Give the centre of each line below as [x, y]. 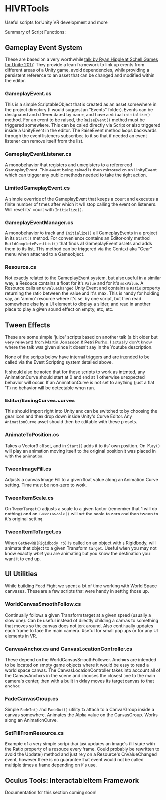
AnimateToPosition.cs [32, 435]
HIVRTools [27, 9]
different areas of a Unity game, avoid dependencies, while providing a [77, 70]
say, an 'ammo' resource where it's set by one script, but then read [73, 299]
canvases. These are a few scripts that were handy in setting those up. [77, 591]
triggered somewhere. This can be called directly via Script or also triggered [83, 125]
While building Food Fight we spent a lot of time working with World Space [81, 586]
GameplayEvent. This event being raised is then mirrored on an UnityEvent [81, 170]
